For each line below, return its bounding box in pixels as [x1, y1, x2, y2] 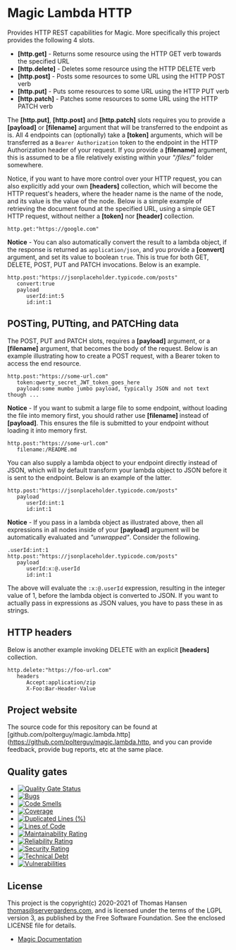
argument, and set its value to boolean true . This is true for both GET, [7, 253, 209, 261]
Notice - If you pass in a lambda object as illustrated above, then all [7, 517, 204, 527]
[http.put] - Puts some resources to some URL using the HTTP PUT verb [17, 87, 230, 95]
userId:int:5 [25, 292, 65, 299]
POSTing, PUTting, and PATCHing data [7, 318, 179, 330]
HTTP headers [7, 627, 73, 639]
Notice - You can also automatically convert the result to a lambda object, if [7, 238, 227, 246]
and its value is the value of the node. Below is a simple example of [7, 196, 202, 205]
